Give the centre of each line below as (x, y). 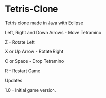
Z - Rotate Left (20, 42)
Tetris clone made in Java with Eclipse (44, 23)
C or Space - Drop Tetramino (35, 61)
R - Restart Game (23, 71)
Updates (14, 80)
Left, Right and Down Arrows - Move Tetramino (53, 32)
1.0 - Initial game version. (31, 90)
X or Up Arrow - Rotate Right (34, 51)
